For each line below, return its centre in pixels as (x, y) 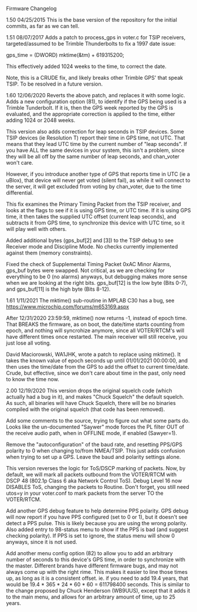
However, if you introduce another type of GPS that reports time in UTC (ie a (98, 174)
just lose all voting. (29, 343)
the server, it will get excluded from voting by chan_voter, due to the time (94, 186)
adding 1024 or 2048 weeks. (41, 120)
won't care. (20, 163)
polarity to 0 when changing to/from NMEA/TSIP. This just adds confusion (96, 450)
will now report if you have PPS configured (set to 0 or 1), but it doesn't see (97, 517)
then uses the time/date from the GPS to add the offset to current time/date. (98, 367)
